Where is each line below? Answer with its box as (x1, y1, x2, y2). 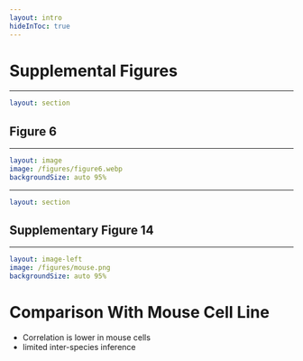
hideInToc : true (9, 22, 70, 31)
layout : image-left (9, 255, 83, 264)
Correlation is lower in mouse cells (22, 332, 151, 343)
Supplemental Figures (9, 60, 179, 81)
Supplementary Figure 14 (9, 223, 154, 238)
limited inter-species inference (22, 342, 137, 352)
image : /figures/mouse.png (9, 264, 111, 273)
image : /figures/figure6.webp (9, 164, 124, 173)
